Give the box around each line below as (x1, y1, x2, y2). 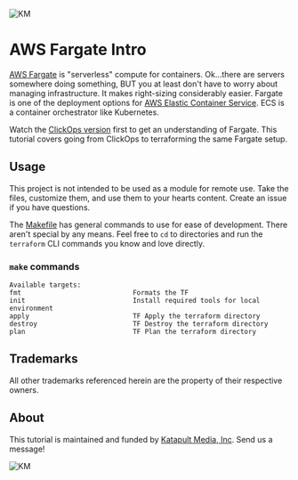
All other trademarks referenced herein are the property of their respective (9, 375, 283, 386)
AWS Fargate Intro (9, 40, 147, 60)
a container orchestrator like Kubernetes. (9, 107, 160, 118)
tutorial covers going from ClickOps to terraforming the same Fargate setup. (9, 134, 287, 144)
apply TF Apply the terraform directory (9, 312, 261, 321)
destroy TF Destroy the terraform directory (9, 320, 269, 329)
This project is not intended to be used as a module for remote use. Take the (9, 183, 289, 193)
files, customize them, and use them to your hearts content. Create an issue (9, 192, 287, 203)
